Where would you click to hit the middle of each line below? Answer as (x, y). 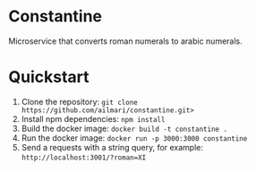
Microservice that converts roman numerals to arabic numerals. (125, 41)
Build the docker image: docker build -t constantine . (124, 128)
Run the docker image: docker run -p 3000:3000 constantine (134, 138)
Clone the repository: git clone (79, 102)
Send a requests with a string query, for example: (112, 147)
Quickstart (49, 77)
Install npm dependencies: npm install (93, 118)
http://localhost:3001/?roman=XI (84, 158)
